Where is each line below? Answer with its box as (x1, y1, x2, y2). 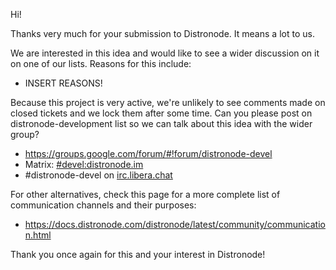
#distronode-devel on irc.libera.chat (24, 169, 173, 181)
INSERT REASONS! (24, 77, 103, 89)
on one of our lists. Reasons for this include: (10, 58, 192, 69)
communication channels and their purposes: (10, 199, 197, 211)
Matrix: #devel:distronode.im (24, 159, 144, 170)
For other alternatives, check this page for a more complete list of (10, 189, 281, 200)
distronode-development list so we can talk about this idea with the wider (10, 118, 313, 129)
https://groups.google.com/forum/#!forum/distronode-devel (24, 148, 273, 159)
